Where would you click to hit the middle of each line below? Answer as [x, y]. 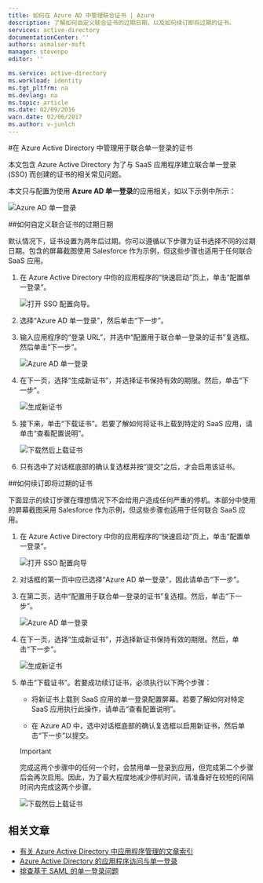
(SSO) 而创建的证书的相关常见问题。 [67, 174]
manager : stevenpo [38, 52]
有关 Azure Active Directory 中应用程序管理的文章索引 [106, 851]
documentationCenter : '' [49, 37]
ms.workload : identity [45, 80]
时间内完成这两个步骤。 [57, 786]
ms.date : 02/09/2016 [42, 110]
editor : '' [26, 60]
